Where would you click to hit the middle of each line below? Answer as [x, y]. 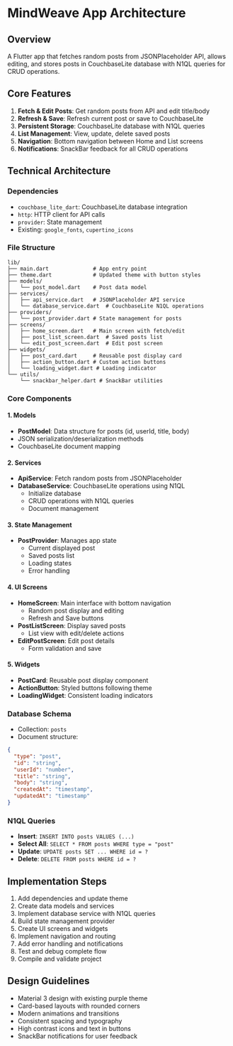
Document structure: [48, 737]
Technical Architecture [59, 171]
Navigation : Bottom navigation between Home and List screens [110, 141]
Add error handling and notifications [70, 944]
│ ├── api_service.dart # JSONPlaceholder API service [96, 300]
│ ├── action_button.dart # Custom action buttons [87, 362]
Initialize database [55, 494]
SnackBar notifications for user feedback [78, 1036]
